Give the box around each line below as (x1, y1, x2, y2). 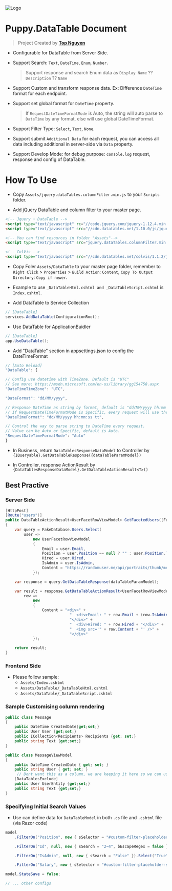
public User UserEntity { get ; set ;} (14, 781, 91, 786)
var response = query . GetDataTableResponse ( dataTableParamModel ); (14, 579, 159, 584)
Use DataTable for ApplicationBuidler (12, 323, 91, 330)
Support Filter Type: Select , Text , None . (12, 126, 95, 132)
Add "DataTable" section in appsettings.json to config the (12, 348, 134, 354)
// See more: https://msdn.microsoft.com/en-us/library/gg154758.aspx (5, 382, 159, 387)
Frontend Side (5, 662, 41, 669)
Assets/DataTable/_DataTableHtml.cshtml (20, 686, 108, 691)
